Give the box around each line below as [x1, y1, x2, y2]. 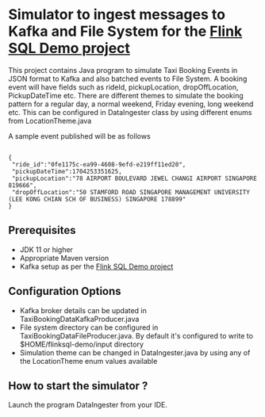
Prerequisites [8, 224, 76, 237]
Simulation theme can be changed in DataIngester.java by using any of [19, 347, 251, 358]
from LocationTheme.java [8, 116, 92, 125]
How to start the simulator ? [8, 379, 148, 392]
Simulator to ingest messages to [8, 6, 226, 24]
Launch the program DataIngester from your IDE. [8, 400, 168, 410]
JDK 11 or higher [19, 244, 74, 254]
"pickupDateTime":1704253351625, [11, 167, 123, 175]
